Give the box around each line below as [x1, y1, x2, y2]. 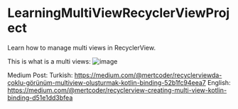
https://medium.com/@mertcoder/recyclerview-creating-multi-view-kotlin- [7, 86, 227, 94]
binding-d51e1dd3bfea [7, 93, 73, 102]
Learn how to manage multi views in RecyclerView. [7, 43, 156, 52]
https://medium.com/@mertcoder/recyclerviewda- [74, 71, 222, 79]
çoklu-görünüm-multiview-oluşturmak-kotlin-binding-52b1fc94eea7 [7, 78, 206, 86]
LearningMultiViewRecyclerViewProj [7, 5, 230, 21]
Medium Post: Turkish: [7, 71, 73, 79]
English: [207, 78, 231, 86]
